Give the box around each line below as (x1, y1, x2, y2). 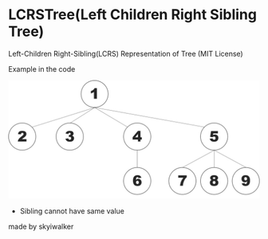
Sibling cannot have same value (19, 206, 125, 216)
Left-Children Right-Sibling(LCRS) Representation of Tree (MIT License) (8, 49, 243, 58)
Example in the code (8, 64, 76, 73)
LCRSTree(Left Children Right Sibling (8, 6, 258, 24)
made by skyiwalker (8, 221, 74, 232)
